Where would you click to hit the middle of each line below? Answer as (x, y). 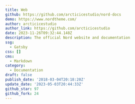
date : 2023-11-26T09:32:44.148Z (39, 33)
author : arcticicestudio (31, 24)
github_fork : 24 (22, 93)
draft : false (19, 75)
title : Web (16, 10)
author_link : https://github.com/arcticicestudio (58, 28)
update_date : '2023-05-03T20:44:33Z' (44, 84)
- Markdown (21, 61)
